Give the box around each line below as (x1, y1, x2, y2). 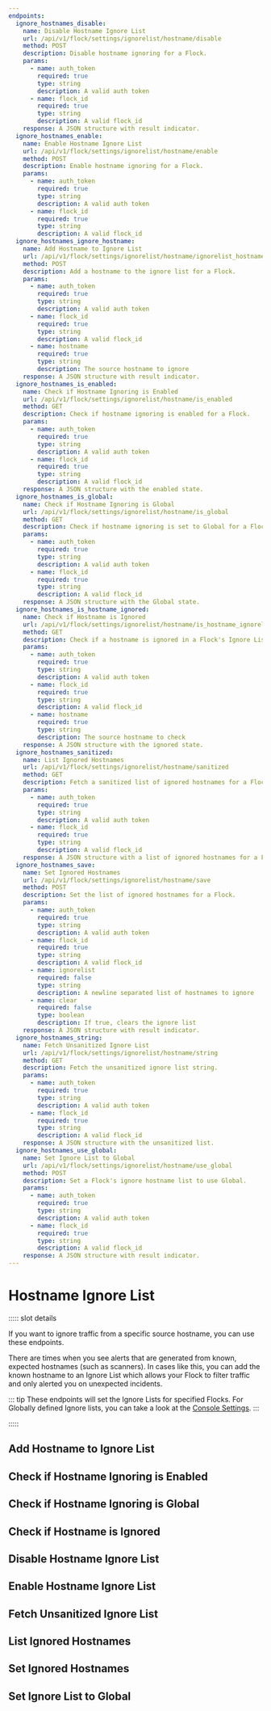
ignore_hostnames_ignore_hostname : (15, 238, 135, 246)
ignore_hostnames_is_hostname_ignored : (15, 605, 150, 613)
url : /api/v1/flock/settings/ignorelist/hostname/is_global (23, 508, 229, 516)
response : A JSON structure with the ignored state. (23, 740, 204, 748)
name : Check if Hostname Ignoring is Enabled (23, 387, 179, 396)
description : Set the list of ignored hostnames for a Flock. (23, 891, 236, 900)
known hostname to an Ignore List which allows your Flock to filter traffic (8, 1370, 250, 1380)
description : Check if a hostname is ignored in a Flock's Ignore (23, 635, 251, 643)
